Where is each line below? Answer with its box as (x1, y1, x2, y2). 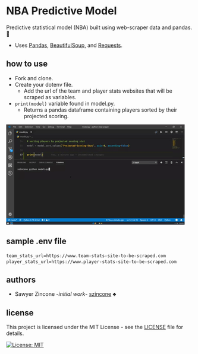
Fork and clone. (14, 74, 54, 81)
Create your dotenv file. (14, 81, 73, 88)
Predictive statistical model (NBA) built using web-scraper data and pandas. (6, 24, 192, 31)
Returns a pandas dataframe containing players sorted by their (23, 106, 177, 113)
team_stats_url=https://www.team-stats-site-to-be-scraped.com (6, 252, 166, 259)
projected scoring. (23, 112, 69, 119)
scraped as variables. (23, 93, 77, 100)
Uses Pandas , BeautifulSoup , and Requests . (14, 42, 123, 49)
